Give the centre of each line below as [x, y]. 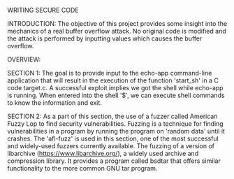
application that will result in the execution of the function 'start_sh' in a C [113, 80]
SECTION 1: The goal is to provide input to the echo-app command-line [110, 73]
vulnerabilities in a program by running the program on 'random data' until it [116, 131]
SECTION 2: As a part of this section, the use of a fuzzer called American [112, 116]
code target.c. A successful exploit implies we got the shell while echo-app [115, 88]
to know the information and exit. [55, 103]
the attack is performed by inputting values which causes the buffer [105, 38]
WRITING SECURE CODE [43, 10]
